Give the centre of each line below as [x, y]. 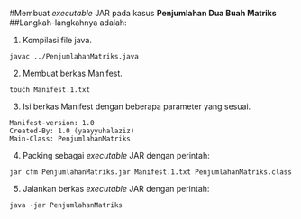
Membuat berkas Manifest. [73, 73]
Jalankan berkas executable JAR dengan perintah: [116, 189]
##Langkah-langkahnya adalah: [68, 23]
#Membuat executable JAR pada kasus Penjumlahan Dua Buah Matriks [143, 13]
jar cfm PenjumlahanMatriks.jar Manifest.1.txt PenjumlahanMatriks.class [151, 172]
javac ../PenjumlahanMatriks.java [74, 57]
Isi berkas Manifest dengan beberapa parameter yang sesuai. [137, 106]
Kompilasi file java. [57, 40]
